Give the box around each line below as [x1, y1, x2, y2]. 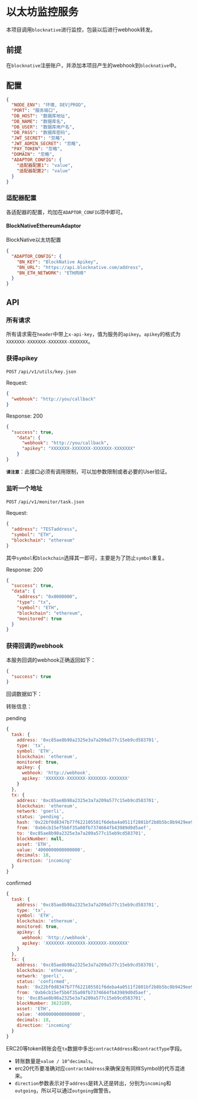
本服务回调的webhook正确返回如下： [6, 656, 96, 664]
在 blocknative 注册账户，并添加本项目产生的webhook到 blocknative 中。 [6, 61, 180, 68]
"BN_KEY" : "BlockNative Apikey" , [16, 259, 99, 265]
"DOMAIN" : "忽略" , [11, 152, 55, 157]
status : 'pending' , [16, 814, 65, 820]
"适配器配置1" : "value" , [16, 163, 74, 169]
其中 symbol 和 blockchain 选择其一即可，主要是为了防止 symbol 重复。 [6, 554, 168, 561]
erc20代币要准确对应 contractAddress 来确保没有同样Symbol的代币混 [14, 1065, 180, 1072]
